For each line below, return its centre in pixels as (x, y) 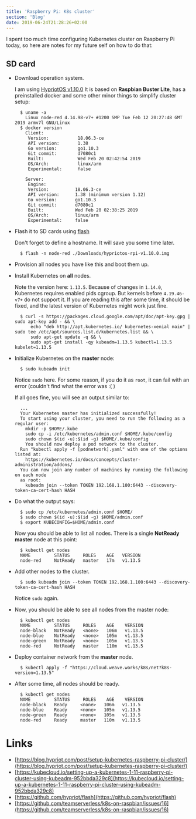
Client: (35, 133)
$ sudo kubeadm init (45, 369)
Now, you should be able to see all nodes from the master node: (92, 610)
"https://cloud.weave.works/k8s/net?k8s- (121, 668)
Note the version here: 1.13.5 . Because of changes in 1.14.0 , (88, 287)
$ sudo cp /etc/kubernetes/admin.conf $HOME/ (76, 512)
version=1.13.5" (34, 673)
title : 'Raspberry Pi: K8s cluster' (51, 11)
